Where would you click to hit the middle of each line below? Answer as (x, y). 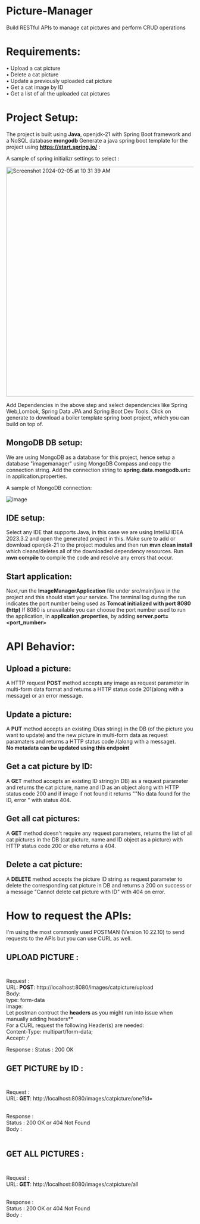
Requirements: (43, 52)
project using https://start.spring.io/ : (53, 147)
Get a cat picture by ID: (49, 767)
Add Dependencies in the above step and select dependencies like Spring (97, 405)
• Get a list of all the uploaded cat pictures (58, 93)
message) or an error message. (45, 696)
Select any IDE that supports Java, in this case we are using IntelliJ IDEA (95, 532)
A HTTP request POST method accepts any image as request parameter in (98, 683)
